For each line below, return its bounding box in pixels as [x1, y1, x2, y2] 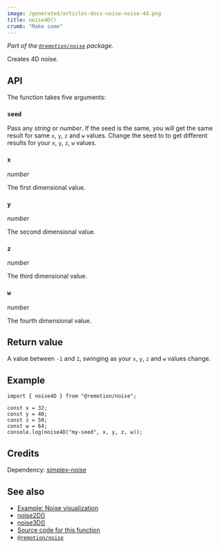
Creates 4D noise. [7, 55, 58, 63]
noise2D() [16, 511, 46, 519]
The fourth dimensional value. [7, 316, 91, 325]
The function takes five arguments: [7, 94, 107, 102]
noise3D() [16, 518, 46, 527]
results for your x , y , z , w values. [7, 139, 97, 147]
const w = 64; [7, 423, 48, 430]
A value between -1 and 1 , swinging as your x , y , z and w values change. [7, 355, 211, 363]
